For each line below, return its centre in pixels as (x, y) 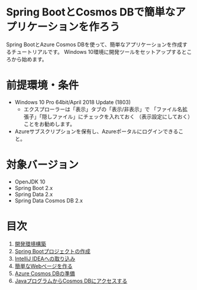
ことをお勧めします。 (49, 124)
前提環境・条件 (43, 86)
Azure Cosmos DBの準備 (45, 273)
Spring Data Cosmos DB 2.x (49, 200)
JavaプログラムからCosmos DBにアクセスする (71, 281)
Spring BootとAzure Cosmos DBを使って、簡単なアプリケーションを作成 (94, 44)
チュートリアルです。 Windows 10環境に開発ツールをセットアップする (96, 51)
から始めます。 (29, 59)
